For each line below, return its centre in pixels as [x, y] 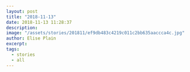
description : [22, 28]
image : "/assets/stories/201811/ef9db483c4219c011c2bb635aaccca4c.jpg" [95, 33]
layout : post [22, 11]
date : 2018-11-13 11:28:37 [39, 22]
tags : [13, 49]
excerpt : [17, 44]
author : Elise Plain [31, 38]
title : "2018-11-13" [31, 17]
